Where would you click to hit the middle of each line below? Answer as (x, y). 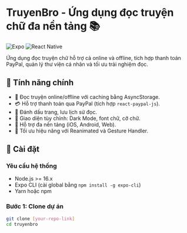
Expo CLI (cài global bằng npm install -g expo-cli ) (78, 185)
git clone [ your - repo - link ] (41, 219)
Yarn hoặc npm (33, 191)
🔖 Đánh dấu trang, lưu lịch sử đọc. (56, 112)
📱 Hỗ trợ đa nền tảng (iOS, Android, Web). (65, 124)
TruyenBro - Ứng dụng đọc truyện (90, 13)
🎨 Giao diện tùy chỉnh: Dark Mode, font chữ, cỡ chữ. (78, 118)
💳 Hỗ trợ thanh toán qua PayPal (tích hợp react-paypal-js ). (87, 104)
